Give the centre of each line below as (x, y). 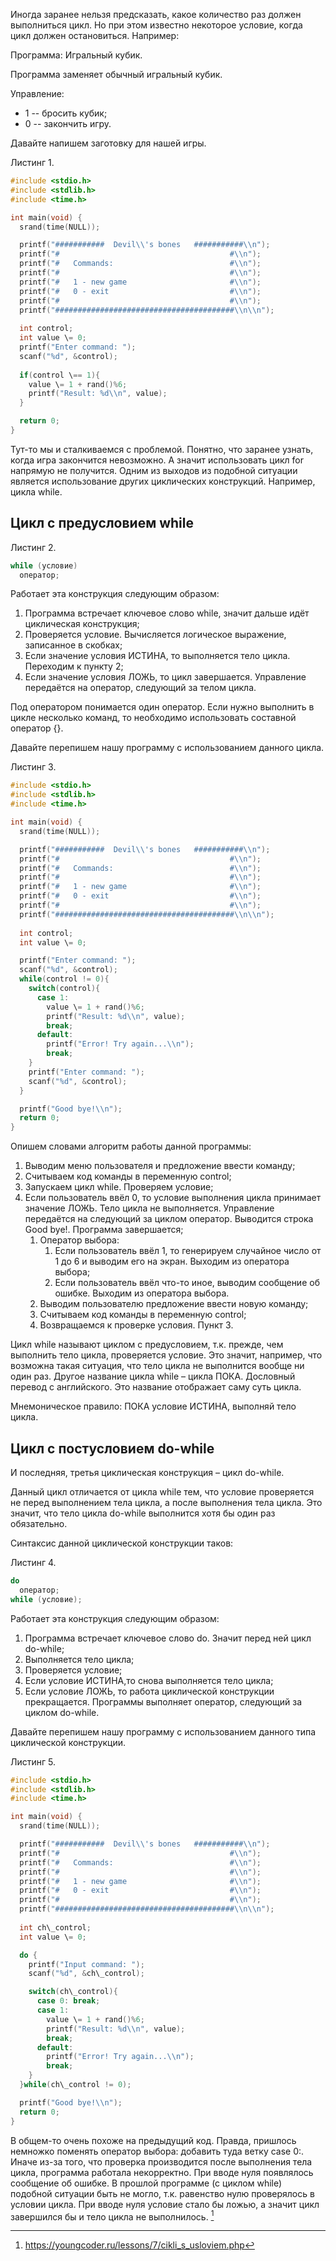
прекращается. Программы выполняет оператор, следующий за (163, 1701)
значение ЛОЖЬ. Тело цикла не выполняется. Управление (149, 1208)
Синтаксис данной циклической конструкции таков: (122, 1543)
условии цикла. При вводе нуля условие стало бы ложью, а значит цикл (165, 2204)
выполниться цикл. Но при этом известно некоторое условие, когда (156, 25)
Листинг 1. (32, 162)
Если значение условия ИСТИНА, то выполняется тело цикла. (157, 656)
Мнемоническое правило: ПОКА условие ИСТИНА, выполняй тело (153, 1406)
